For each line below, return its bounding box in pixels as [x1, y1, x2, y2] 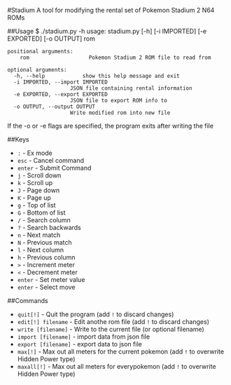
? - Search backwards [17, 224, 82, 231]
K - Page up [17, 194, 51, 202]
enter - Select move [17, 283, 76, 291]
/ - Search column [17, 216, 71, 224]
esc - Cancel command [17, 156, 85, 164]
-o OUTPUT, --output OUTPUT [13, 103, 96, 110]
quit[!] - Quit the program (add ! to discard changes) [17, 310, 174, 318]
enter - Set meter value [17, 276, 85, 283]
